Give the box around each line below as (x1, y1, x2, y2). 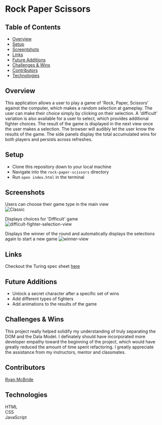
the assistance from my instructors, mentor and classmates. (5, 349, 126, 355)
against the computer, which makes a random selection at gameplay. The (5, 105, 153, 111)
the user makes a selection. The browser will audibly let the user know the (5, 126, 155, 132)
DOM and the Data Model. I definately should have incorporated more (5, 333, 146, 340)
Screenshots (5, 188, 45, 197)
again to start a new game (5, 236, 58, 242)
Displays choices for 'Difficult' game (5, 216, 78, 222)
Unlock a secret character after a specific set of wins (12, 291, 119, 297)
